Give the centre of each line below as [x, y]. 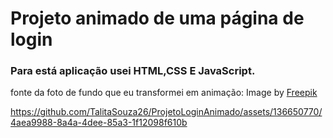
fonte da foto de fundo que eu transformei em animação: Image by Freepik [164, 93]
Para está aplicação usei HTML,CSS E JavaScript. [133, 71]
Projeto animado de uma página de [157, 18]
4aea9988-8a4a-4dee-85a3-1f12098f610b [99, 123]
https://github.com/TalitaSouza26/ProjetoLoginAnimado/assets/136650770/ [166, 112]
